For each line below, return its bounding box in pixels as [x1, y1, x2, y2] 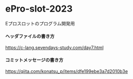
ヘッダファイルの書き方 [5, 33, 55, 39]
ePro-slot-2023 [5, 3, 73, 15]
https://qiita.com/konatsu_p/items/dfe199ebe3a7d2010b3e [5, 68, 128, 74]
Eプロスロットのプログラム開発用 [5, 20, 75, 26]
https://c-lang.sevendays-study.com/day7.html [5, 45, 104, 51]
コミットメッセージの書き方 [5, 57, 64, 63]
